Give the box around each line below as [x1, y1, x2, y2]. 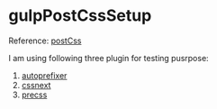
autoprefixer [21, 69, 68, 81]
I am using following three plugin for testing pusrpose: [8, 52, 209, 63]
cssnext [21, 79, 51, 90]
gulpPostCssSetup [8, 5, 152, 26]
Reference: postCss [8, 35, 82, 46]
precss [21, 89, 48, 100]
